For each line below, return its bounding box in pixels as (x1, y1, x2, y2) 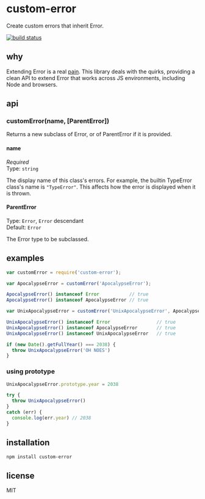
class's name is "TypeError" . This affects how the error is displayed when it (6, 183, 196, 191)
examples (6, 253, 45, 264)
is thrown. (6, 189, 32, 197)
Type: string (6, 164, 38, 172)
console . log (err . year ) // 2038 (12, 415, 92, 421)
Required (6, 158, 29, 166)
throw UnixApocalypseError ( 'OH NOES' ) (12, 347, 111, 353)
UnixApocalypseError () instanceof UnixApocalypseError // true (6, 330, 176, 337)
